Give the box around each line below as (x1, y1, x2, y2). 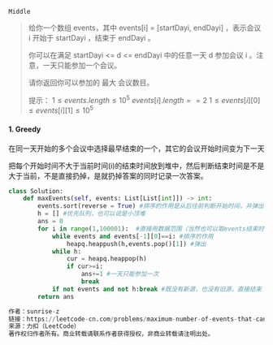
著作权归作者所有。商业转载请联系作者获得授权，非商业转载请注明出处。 (8, 330, 214, 339)
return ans (37, 292, 75, 300)
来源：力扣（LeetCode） (8, 322, 80, 330)
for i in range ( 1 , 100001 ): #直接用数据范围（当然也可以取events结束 (37, 224, 258, 233)
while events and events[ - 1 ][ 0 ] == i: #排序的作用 (51, 232, 214, 240)
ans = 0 (37, 218, 63, 226)
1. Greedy (8, 124, 41, 134)
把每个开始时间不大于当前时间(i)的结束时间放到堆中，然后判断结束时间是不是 (8, 161, 265, 170)
